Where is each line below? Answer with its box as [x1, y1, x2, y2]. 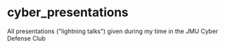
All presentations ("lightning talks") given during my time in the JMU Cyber [7, 27, 218, 35]
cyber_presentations [7, 5, 129, 20]
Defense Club [7, 34, 46, 42]
